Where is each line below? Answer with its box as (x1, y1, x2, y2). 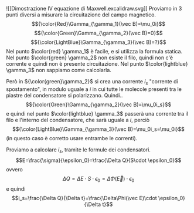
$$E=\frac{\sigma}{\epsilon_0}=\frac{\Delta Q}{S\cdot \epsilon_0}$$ (15, 157, 182, 164)
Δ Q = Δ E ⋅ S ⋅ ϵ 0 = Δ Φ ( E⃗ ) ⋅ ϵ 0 (62, 175, 135, 184)
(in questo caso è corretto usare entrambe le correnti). (6, 134, 138, 141)
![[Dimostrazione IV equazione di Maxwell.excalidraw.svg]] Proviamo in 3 (6, 5, 182, 12)
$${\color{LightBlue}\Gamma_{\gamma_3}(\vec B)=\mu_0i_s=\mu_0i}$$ (12, 126, 185, 133)
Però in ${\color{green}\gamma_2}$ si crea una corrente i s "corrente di (6, 78, 178, 86)
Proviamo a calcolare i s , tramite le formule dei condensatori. (6, 146, 151, 154)
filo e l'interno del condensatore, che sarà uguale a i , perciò (6, 116, 150, 123)
